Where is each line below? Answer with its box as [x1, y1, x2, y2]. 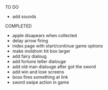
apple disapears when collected [12, 33, 77, 38]
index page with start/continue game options [12, 43, 103, 48]
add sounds [12, 14, 37, 19]
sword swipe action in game [12, 79, 70, 85]
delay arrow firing [12, 38, 48, 44]
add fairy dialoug [12, 53, 47, 59]
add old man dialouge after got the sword [12, 64, 96, 69]
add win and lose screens [12, 69, 65, 75]
